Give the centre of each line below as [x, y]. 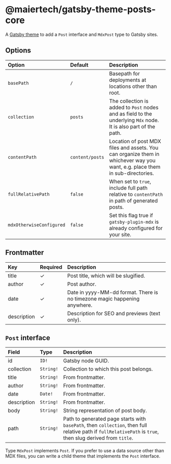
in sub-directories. [132, 173]
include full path [128, 188]
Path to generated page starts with [105, 419]
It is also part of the [132, 126]
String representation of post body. [105, 411]
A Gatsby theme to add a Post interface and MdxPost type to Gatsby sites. [82, 34]
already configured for [136, 228]
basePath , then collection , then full [105, 425]
